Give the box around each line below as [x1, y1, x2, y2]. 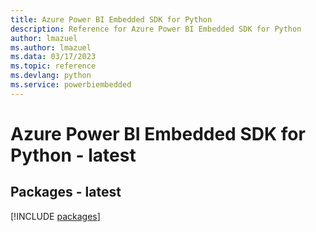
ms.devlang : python [10, 71, 92, 81]
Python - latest [10, 144, 137, 166]
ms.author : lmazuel [10, 42, 92, 53]
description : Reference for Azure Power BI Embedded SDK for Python [10, 24, 302, 34]
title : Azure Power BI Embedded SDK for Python [10, 14, 213, 25]
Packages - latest [10, 184, 122, 201]
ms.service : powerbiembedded [10, 80, 132, 90]
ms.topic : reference [10, 61, 97, 71]
